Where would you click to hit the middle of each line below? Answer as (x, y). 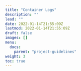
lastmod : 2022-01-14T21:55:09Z (38, 28)
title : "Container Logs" (31, 10)
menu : (11, 42)
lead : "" (14, 19)
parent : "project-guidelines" (45, 51)
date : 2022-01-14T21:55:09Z (34, 24)
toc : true (15, 61)
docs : (15, 47)
